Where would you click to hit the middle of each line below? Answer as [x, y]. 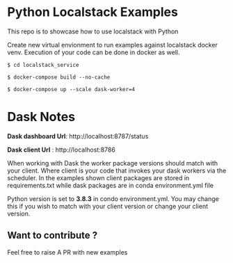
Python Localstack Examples [93, 12]
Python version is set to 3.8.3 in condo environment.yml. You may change [113, 198]
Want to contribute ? [53, 236]
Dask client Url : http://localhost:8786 [62, 150]
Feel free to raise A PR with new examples [67, 252]
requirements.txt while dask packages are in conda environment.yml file [111, 185]
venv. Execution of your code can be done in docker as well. [94, 52]
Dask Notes [41, 117]
